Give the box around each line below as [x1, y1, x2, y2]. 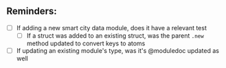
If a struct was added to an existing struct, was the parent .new [26, 31, 204, 40]
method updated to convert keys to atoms [26, 39, 146, 47]
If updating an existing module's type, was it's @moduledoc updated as [16, 46, 219, 54]
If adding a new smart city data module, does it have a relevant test [16, 23, 207, 32]
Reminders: [6, 5, 58, 17]
